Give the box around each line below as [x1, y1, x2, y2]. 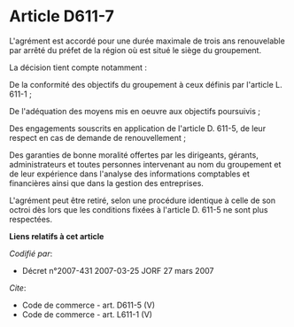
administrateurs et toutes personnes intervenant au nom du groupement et [9, 159, 282, 169]
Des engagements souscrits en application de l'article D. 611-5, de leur [9, 122, 267, 134]
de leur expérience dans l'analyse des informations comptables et [9, 168, 251, 179]
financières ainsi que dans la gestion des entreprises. [9, 177, 204, 188]
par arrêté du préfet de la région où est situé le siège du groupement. [9, 44, 262, 55]
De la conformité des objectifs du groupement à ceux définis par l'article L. [9, 79, 282, 90]
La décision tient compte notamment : [9, 62, 148, 73]
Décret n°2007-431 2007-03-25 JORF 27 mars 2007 [21, 265, 214, 276]
